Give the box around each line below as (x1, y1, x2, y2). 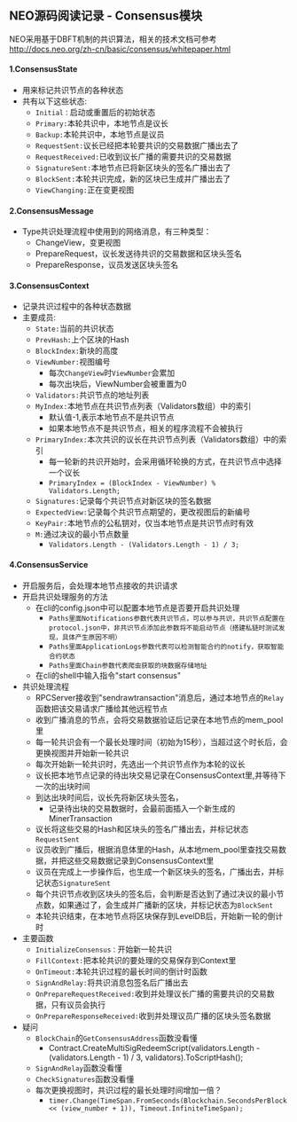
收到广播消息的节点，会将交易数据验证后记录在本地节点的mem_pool (35, 714, 284, 725)
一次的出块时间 (35, 781, 90, 791)
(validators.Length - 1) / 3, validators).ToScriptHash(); (48, 1052, 244, 1063)
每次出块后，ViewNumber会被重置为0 (48, 379, 187, 389)
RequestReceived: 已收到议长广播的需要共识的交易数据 (35, 152, 232, 162)
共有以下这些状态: (21, 96, 87, 106)
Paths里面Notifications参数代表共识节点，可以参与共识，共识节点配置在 (48, 614, 285, 623)
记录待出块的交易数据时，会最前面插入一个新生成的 (48, 803, 236, 813)
